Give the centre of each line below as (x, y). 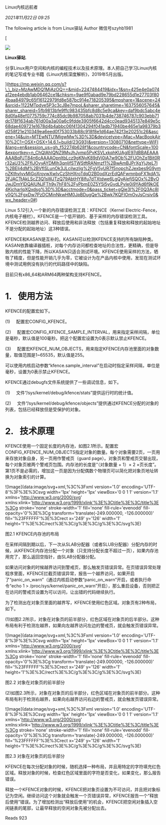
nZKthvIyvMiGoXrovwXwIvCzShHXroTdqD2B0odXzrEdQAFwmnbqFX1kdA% (83, 174)
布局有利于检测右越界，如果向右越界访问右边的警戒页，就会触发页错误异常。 (83, 699)
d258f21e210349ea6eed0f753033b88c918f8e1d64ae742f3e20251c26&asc (82, 132)
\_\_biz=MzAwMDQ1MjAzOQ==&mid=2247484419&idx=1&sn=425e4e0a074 (82, 90)
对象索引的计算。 (31, 477)
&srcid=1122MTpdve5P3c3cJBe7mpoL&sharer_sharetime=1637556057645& (83, 105)
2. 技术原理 (30, 431)
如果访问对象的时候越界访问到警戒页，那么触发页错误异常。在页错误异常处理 (83, 567)
